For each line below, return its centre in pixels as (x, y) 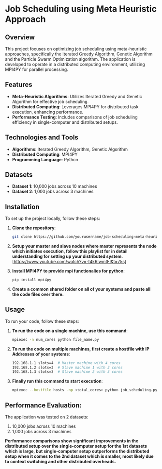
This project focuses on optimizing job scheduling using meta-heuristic (76, 49)
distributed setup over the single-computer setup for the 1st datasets (76, 446)
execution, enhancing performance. (48, 112)
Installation (22, 207)
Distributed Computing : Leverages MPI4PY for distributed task (75, 107)
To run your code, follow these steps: (42, 321)
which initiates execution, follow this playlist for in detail (70, 251)
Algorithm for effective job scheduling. (50, 101)
